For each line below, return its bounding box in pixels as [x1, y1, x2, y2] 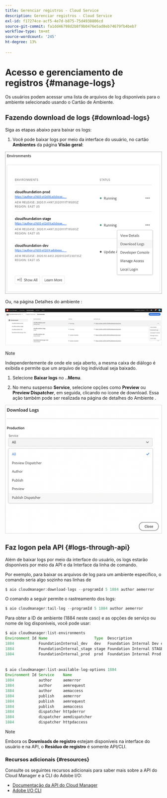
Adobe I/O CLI [12, 788, 42, 794]
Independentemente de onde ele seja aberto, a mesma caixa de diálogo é [5, 360, 156, 365]
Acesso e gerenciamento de [5, 67, 123, 78]
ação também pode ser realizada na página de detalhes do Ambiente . [12, 395, 157, 401]
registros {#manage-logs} [5, 77, 116, 89]
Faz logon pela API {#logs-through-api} [5, 543, 130, 552]
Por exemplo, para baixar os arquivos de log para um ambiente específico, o [5, 571, 162, 577]
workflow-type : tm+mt [5, 29, 50, 34]
